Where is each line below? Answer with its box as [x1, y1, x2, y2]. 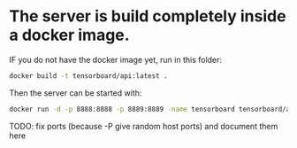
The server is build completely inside [9, 6, 286, 27]
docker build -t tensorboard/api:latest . [9, 71, 168, 81]
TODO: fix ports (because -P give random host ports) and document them [9, 121, 278, 131]
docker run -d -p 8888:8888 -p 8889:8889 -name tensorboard [9, 105, 236, 113]
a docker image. [9, 25, 130, 45]
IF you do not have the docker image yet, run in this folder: [9, 54, 223, 65]
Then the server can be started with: [9, 87, 142, 98]
